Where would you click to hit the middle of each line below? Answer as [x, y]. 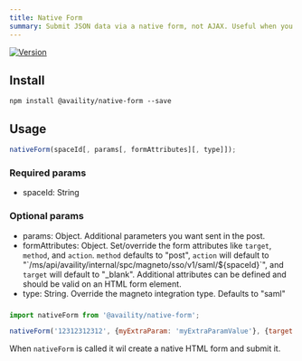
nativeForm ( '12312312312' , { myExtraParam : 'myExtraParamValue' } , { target [151, 331]
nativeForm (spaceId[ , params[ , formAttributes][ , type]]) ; [123, 150]
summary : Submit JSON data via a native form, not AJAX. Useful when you [151, 26]
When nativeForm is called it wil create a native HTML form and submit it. [145, 348]
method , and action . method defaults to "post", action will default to [146, 255]
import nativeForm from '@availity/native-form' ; [105, 315]
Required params [48, 173]
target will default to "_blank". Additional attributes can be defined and [154, 274]
